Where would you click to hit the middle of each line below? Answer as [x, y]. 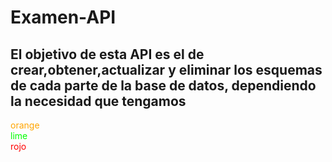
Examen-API [63, 17]
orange [25, 125]
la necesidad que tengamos [98, 101]
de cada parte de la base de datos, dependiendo [163, 85]
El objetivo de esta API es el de [107, 54]
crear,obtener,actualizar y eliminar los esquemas [166, 69]
